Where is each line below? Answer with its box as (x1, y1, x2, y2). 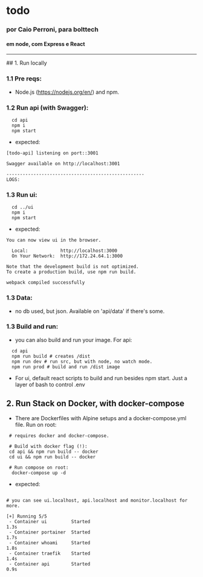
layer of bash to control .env (14, 381, 86, 388)
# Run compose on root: (8, 464, 69, 470)
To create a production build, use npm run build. (6, 269, 137, 275)
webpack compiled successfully (6, 280, 85, 286)
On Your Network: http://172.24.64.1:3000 (11, 253, 123, 259)
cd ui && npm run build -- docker (8, 453, 96, 460)
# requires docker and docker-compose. (8, 432, 110, 439)
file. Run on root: (14, 421, 57, 428)
